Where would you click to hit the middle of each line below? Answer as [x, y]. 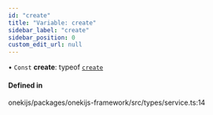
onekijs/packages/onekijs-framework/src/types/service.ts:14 [107, 102]
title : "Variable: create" [52, 23]
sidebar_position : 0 [42, 37]
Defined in [26, 85]
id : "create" [29, 15]
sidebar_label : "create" [49, 30]
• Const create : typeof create [56, 67]
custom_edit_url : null [45, 45]
